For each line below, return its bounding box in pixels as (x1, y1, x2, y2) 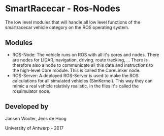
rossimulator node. (12, 88, 51, 94)
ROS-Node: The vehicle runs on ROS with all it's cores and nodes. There (12, 52, 160, 57)
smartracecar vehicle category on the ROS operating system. (5, 24, 130, 30)
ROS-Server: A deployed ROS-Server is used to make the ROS (12, 72, 139, 79)
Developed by (5, 103, 49, 111)
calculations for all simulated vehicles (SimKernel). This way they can (12, 78, 153, 83)
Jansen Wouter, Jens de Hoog (5, 115, 66, 121)
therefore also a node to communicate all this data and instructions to (12, 62, 154, 68)
